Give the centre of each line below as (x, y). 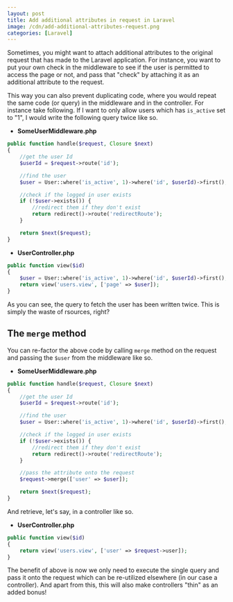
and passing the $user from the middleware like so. (80, 357)
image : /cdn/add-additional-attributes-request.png (83, 26)
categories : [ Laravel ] (40, 33)
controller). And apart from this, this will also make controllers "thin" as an (113, 585)
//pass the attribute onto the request (77, 473)
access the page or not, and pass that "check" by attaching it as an (103, 75)
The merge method (47, 334)
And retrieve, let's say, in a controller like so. (70, 511)
